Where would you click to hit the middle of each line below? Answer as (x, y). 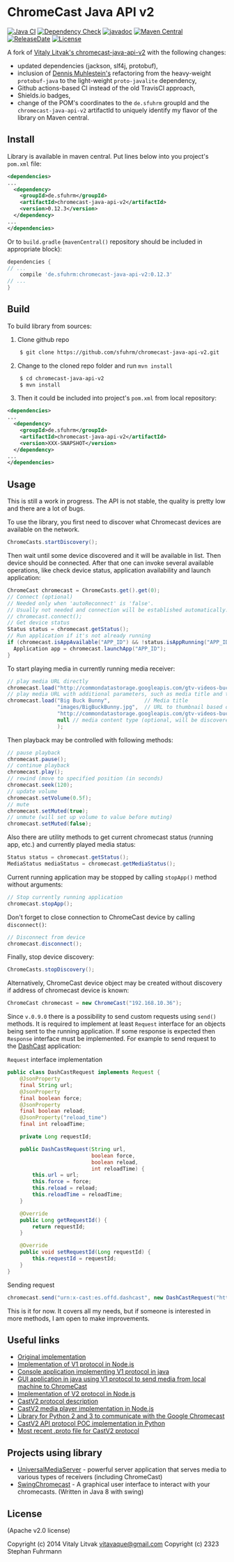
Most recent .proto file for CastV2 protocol (78, 1431)
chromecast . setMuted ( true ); (48, 811)
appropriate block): (35, 249)
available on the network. (44, 529)
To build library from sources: (49, 326)
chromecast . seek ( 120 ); (40, 785)
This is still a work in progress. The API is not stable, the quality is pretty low (116, 501)
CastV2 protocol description (58, 1401)
